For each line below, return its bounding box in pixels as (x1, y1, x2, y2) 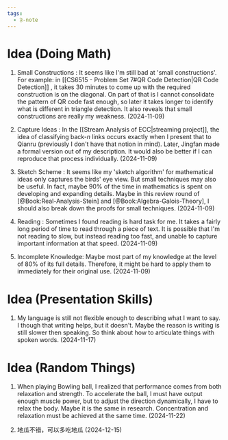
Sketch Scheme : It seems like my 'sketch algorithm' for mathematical (16, 168, 214, 176)
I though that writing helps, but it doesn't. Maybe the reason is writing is (16, 321, 220, 330)
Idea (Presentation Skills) (7, 291, 153, 307)
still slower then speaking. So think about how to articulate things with (16, 328, 214, 337)
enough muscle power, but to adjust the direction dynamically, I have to (16, 397, 218, 405)
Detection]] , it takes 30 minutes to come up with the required (16, 83, 191, 91)
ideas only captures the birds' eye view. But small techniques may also (16, 175, 217, 184)
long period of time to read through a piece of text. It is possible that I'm (16, 225, 220, 233)
